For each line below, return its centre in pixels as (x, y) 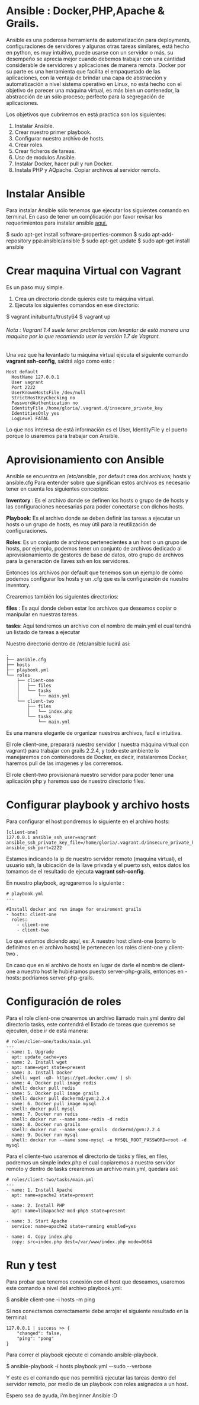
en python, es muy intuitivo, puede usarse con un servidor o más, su (90, 52)
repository (19, 241)
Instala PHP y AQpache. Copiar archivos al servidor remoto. (87, 169)
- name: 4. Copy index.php (39, 1237)
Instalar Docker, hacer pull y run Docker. (64, 164)
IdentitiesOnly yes (36, 414)
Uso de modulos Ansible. (45, 157)
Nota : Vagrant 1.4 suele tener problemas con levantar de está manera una (98, 330)
